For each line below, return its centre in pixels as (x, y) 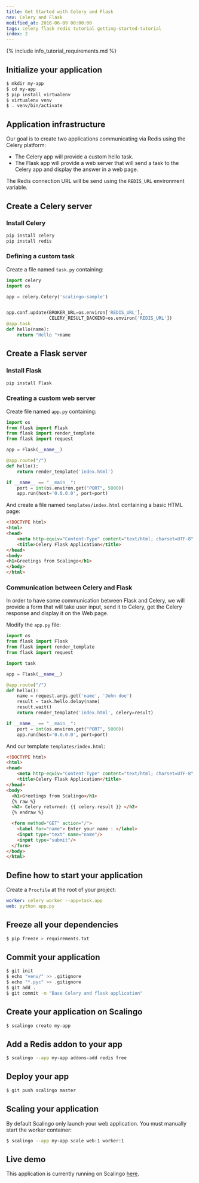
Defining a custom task (40, 256)
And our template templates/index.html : (56, 746)
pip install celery (30, 236)
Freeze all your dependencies (62, 925)
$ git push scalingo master (41, 1090)
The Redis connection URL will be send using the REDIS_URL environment (95, 181)
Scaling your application (53, 1109)
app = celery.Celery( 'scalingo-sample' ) (57, 296)
